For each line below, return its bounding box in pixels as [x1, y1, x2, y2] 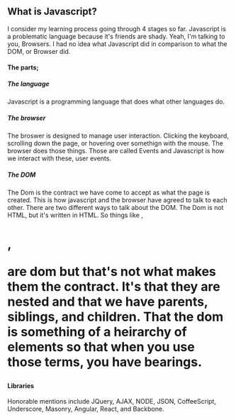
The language [7, 79, 50, 88]
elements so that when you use [7, 338, 195, 355]
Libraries [7, 381, 34, 389]
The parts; [7, 63, 39, 72]
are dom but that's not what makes [7, 263, 216, 280]
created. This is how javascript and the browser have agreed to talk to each [7, 196, 227, 204]
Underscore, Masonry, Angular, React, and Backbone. [7, 404, 164, 414]
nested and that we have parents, [7, 294, 208, 309]
